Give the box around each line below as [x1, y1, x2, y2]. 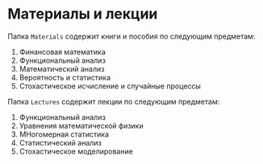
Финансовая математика [19, 47, 106, 56]
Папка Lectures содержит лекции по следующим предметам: [7, 96, 220, 106]
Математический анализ [19, 64, 105, 73]
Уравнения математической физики [19, 121, 144, 130]
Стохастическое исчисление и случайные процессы [19, 81, 201, 91]
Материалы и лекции [7, 5, 158, 23]
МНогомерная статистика [19, 129, 110, 139]
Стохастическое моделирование [19, 146, 134, 156]
